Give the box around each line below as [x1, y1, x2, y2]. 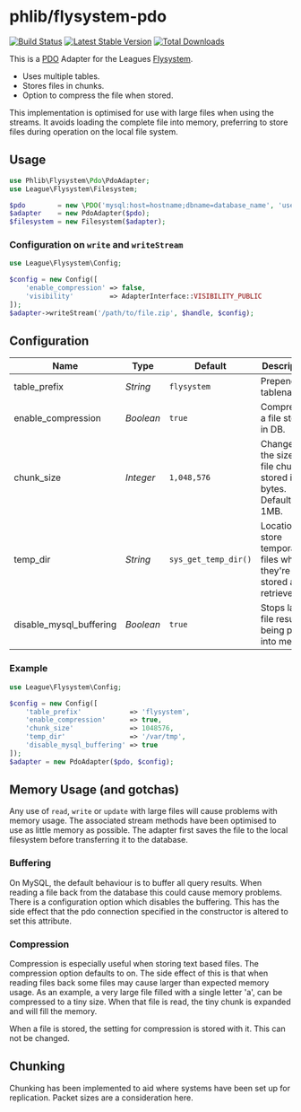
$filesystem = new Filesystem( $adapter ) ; [9, 217, 167, 226]
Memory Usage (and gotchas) [9, 783, 180, 798]
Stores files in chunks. [21, 80, 105, 91]
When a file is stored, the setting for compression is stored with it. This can [9, 1023, 286, 1034]
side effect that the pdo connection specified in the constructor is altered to [9, 906, 288, 916]
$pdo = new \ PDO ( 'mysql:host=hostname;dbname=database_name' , [9, 200, 275, 210]
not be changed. [9, 1033, 70, 1044]
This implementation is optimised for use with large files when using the [9, 107, 275, 118]
